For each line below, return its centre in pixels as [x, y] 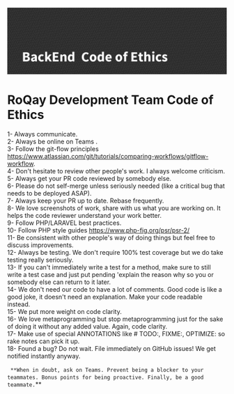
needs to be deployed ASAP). [49, 193]
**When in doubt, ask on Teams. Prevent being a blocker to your [107, 370]
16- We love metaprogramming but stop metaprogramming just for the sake [115, 319]
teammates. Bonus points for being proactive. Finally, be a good [106, 377]
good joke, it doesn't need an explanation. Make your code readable [105, 297]
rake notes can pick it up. [44, 341]
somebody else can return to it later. [59, 282]
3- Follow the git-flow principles [53, 149]
